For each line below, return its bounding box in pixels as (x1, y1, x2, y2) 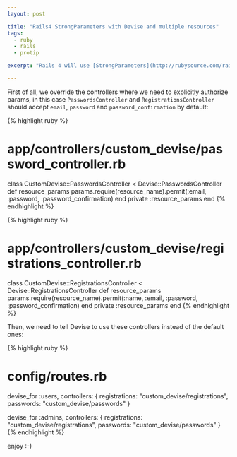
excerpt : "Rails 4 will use (7, 62, 90, 69)
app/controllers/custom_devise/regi (7, 241, 224, 256)
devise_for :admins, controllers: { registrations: (7, 413, 143, 421)
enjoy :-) (7, 441, 32, 450)
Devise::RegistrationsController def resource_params (7, 286, 162, 295)
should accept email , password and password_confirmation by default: (7, 102, 209, 111)
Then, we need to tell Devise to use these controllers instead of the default (7, 322, 224, 331)
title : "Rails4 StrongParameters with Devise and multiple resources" (7, 23, 219, 30)
